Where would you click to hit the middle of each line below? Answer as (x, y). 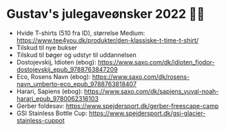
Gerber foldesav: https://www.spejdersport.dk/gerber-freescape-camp (117, 106)
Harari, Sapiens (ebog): (50, 91)
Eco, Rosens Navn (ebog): (53, 76)
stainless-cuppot (40, 120)
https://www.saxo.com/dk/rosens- (141, 76)
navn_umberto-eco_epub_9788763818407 (76, 84)
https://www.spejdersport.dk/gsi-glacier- (147, 113)
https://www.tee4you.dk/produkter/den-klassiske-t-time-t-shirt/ (107, 40)
